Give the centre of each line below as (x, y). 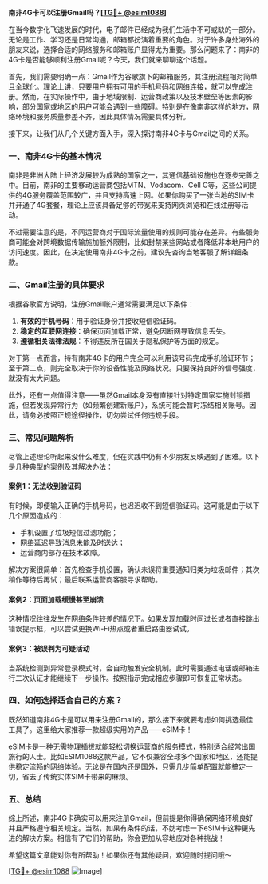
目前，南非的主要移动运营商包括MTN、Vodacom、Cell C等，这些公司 (136, 185)
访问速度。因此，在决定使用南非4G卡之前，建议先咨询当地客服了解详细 (125, 252)
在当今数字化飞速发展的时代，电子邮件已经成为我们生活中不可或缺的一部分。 (134, 30)
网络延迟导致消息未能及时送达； (72, 542)
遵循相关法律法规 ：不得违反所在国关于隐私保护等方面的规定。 (121, 341)
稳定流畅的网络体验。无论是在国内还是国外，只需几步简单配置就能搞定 (130, 766)
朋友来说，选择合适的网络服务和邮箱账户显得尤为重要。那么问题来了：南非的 (134, 50)
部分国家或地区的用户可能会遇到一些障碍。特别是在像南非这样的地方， (137, 106)
